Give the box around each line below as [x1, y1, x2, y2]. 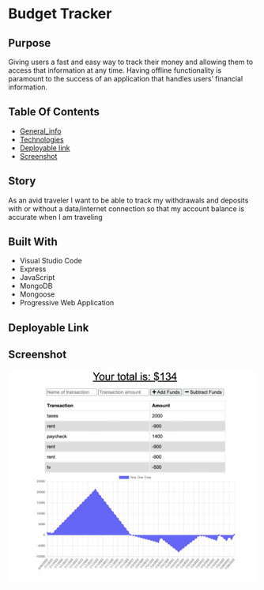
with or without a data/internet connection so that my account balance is [8, 203, 245, 214]
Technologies [19, 134, 65, 144]
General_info [19, 126, 62, 135]
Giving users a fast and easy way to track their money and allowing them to [8, 57, 254, 66]
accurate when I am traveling [8, 212, 103, 221]
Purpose [8, 36, 51, 50]
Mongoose [19, 289, 55, 299]
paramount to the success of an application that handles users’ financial [8, 74, 243, 83]
